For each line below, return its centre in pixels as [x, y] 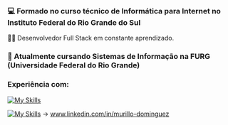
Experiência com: [38, 85]
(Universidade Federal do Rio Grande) [74, 65]
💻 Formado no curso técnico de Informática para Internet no [114, 11]
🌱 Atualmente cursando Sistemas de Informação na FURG [109, 57]
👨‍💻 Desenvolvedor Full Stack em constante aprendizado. [91, 38]
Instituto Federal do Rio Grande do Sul [74, 22]
